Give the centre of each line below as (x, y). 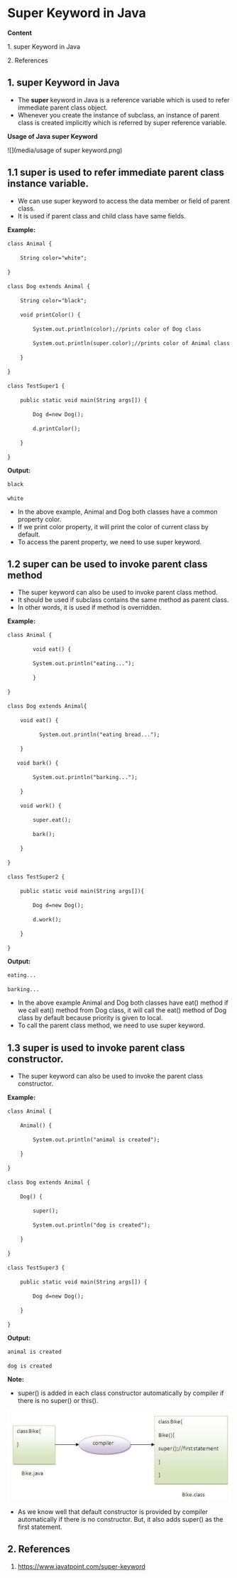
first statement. (40, 1527)
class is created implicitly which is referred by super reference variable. (122, 122)
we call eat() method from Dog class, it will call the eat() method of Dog (122, 1010)
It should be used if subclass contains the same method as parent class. (123, 600)
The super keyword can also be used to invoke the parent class (110, 1076)
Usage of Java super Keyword (53, 136)
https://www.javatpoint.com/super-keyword (81, 1566)
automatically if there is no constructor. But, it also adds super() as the (120, 1519)
